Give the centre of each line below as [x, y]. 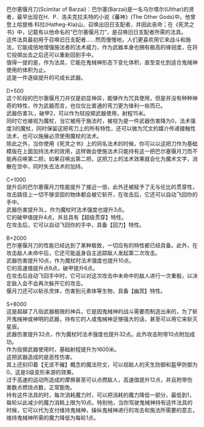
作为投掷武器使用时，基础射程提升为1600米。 [63, 349]
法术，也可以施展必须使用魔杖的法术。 [54, 136]
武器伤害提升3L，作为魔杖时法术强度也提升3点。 [67, 210]
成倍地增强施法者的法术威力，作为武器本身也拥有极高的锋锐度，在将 [112, 47]
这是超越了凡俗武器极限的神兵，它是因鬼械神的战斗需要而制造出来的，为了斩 [102, 311]
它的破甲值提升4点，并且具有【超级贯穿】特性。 [67, 217]
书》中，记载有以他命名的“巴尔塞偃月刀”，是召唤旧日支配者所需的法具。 [97, 32]
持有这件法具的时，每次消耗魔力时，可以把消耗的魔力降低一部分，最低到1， [100, 395]
